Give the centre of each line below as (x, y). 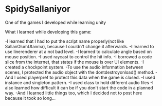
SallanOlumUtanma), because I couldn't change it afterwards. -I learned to (80, 46)
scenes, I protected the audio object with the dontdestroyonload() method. (80, 72)
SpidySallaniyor (38, 9)
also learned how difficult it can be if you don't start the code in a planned (79, 88)
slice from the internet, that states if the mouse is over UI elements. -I (75, 62)
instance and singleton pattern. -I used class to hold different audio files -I (79, 82)
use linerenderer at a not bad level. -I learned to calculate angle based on (79, 52)
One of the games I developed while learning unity (55, 22)
